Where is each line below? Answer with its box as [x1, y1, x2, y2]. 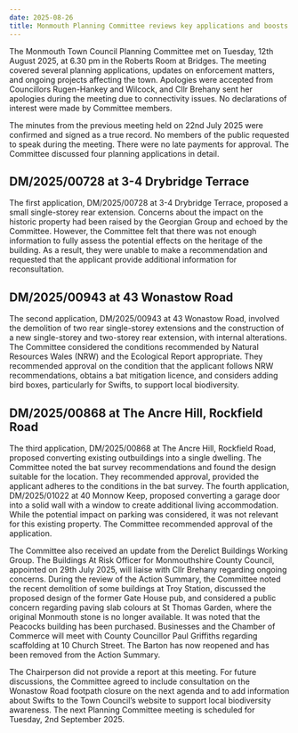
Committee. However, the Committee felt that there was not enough [9, 226, 257, 237]
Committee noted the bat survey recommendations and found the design [9, 461, 277, 472]
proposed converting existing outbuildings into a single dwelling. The [9, 452, 262, 463]
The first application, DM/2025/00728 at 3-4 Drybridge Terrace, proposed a [9, 198, 289, 208]
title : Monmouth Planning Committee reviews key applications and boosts [9, 21, 289, 30]
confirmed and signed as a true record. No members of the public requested [9, 129, 290, 140]
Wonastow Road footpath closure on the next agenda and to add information [9, 685, 290, 696]
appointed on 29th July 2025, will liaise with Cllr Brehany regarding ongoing [9, 564, 287, 574]
